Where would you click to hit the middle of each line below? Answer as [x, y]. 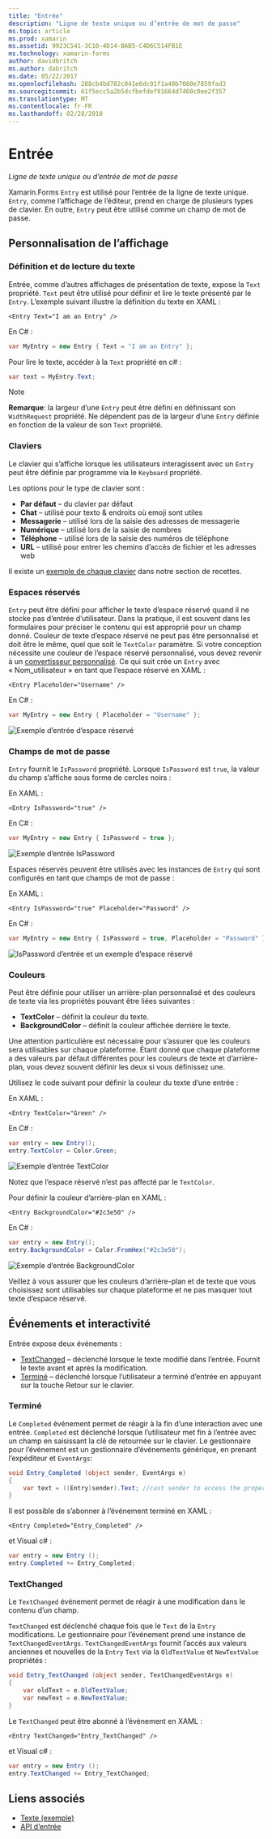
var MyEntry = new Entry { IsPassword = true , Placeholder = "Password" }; [139, 939]
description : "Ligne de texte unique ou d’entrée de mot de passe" [125, 24]
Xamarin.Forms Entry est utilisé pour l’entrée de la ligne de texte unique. [129, 192]
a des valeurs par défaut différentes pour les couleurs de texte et [117, 1058]
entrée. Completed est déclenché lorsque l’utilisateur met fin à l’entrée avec [132, 1432]
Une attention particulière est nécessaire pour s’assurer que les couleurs [130, 1041]
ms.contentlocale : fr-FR [50, 106]
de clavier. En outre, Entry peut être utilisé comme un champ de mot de [127, 209]
